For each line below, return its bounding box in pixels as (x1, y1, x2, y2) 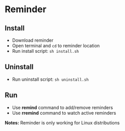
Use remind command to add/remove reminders (12, 104, 113, 110)
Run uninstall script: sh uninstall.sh (12, 76, 89, 82)
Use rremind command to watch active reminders (12, 110, 116, 116)
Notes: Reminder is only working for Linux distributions (5, 119, 120, 125)
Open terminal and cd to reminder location (12, 43, 100, 49)
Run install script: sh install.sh (12, 48, 79, 54)
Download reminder (12, 37, 54, 43)
